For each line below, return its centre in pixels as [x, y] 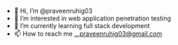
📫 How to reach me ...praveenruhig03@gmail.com [88, 34]
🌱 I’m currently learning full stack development [82, 26]
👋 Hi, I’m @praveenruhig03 [53, 11]
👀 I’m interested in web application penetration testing [93, 18]
